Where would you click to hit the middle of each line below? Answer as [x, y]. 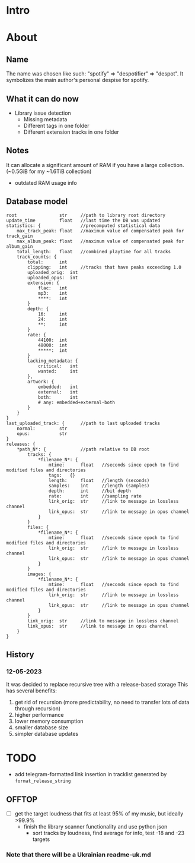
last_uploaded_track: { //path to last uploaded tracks [83, 423]
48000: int [52, 345]
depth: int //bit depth [90, 491]
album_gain [20, 246]
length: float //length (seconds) [99, 480]
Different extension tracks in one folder [71, 132]
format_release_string [43, 781]
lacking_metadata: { [53, 361]
